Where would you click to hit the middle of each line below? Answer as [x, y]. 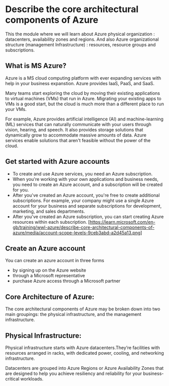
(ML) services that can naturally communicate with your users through [78, 124]
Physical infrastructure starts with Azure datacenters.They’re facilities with [83, 348]
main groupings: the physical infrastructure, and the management [73, 314]
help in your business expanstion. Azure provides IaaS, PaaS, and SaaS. [80, 83]
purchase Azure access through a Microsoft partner [66, 281]
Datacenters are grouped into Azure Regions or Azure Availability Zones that [84, 368]
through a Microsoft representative [49, 276]
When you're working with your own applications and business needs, [86, 179]
